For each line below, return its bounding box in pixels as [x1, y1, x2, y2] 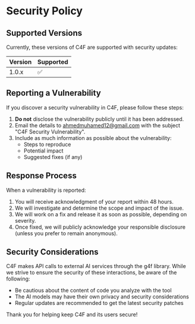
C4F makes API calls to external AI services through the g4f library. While [6, 263, 186, 270]
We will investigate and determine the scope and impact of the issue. [14, 204, 184, 211]
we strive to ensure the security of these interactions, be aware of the [6, 269, 177, 276]
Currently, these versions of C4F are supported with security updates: [6, 43, 178, 51]
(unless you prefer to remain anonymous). [14, 229, 118, 236]
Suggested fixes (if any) [23, 153, 83, 160]
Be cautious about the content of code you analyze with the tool [14, 287, 172, 294]
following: [6, 275, 30, 282]
